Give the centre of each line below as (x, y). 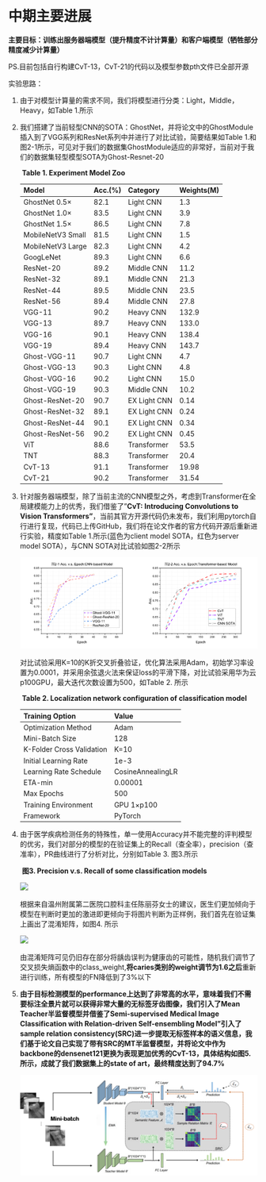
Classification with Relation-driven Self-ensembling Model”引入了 (131, 1024)
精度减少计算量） (36, 49)
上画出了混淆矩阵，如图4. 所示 (69, 924)
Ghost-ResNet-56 (54, 433)
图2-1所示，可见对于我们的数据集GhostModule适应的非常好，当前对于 (133, 147)
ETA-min (38, 783)
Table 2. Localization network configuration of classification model (134, 699)
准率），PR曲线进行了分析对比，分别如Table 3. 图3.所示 (109, 854)
